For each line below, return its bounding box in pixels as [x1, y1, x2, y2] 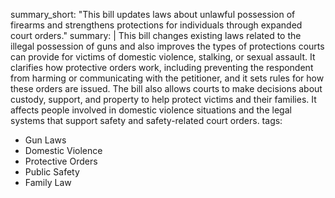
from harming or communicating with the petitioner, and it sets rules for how [10, 72, 325, 84]
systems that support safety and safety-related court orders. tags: [10, 115, 283, 126]
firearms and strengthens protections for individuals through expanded [10, 19, 303, 31]
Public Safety [24, 166, 80, 178]
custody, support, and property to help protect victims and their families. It [10, 94, 317, 105]
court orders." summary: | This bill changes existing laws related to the [10, 30, 302, 41]
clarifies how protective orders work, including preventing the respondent [10, 62, 314, 73]
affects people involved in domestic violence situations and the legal [10, 104, 292, 116]
